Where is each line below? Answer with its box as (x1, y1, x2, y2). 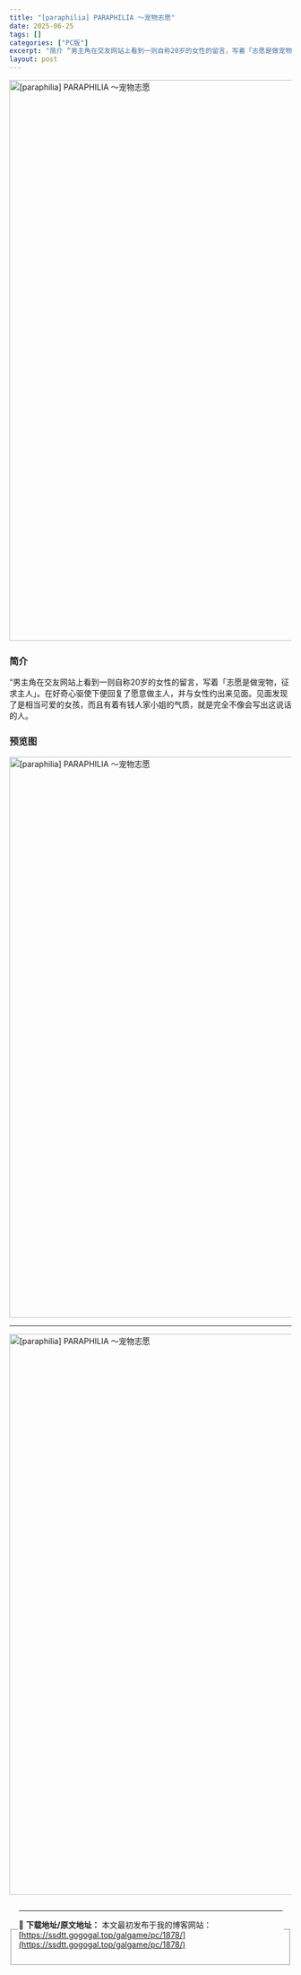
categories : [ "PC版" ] (9, 38, 89, 48)
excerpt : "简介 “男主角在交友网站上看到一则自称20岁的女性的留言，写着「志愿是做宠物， (9, 47, 299, 56)
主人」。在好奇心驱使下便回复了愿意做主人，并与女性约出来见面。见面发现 (16, 688, 288, 699)
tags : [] (9, 30, 42, 39)
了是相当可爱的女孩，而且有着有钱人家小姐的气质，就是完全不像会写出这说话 (9, 699, 292, 710)
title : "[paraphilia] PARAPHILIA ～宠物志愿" (9, 13, 176, 22)
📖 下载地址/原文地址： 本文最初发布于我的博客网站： (18, 1919, 212, 1930)
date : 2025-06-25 (9, 22, 74, 31)
